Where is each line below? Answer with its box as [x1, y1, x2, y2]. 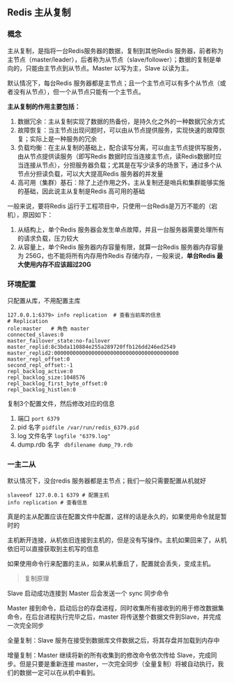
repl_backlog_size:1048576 [7, 374, 86, 381]
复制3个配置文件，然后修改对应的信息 [7, 399, 115, 407]
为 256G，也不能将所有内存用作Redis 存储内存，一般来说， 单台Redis [17, 251, 216, 260]
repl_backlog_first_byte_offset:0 [7, 380, 108, 387]
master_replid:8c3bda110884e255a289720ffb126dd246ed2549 [7, 343, 176, 350]
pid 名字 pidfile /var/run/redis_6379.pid [17, 423, 139, 431]
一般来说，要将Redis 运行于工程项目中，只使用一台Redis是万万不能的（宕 [7, 202, 218, 210]
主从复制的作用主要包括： [7, 102, 81, 110]
